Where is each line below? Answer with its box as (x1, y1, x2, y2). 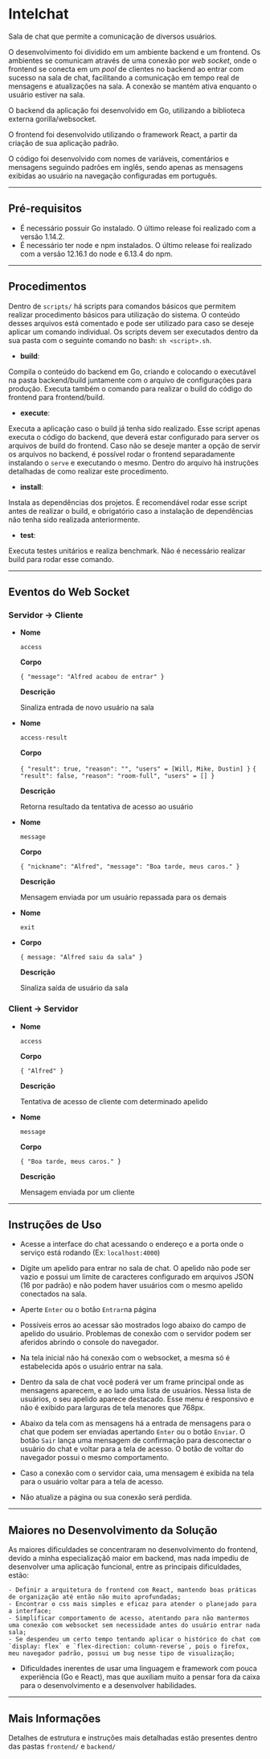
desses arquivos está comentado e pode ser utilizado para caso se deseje (8, 318, 255, 328)
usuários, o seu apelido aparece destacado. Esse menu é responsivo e (19, 1394, 255, 1404)
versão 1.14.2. (19, 231, 65, 242)
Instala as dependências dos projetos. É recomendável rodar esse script (8, 497, 247, 507)
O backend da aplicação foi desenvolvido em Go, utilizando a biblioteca (8, 106, 245, 115)
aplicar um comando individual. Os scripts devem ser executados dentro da (8, 327, 259, 337)
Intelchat (8, 5, 69, 23)
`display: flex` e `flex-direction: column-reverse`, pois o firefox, (8, 1642, 250, 1651)
